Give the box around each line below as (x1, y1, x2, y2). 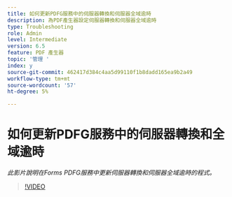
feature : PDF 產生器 (7, 50, 64, 57)
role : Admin (7, 29, 42, 37)
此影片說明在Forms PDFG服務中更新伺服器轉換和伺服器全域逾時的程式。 (7, 168, 216, 177)
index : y (7, 62, 33, 69)
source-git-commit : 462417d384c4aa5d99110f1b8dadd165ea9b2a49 (7, 68, 193, 75)
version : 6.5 (7, 43, 46, 50)
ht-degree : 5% (7, 88, 49, 95)
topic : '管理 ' (7, 56, 50, 63)
